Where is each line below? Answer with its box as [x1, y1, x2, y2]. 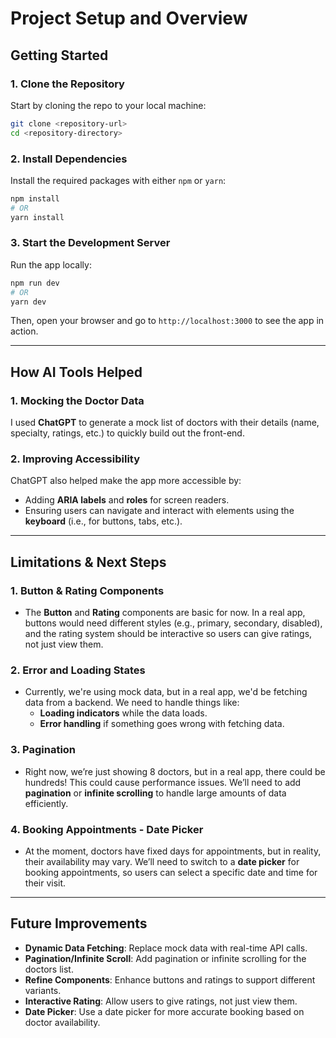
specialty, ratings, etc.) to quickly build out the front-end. [10, 427, 245, 439]
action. [10, 325, 39, 337]
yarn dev [10, 297, 47, 307]
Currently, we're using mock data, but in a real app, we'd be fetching [24, 686, 308, 698]
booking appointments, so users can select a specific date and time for [24, 867, 318, 879]
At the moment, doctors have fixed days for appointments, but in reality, [24, 845, 322, 857]
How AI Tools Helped [10, 363, 143, 381]
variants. [24, 984, 62, 996]
